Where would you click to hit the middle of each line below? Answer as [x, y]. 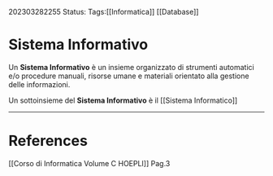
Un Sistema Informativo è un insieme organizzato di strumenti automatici [131, 67]
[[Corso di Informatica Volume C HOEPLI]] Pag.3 [89, 163]
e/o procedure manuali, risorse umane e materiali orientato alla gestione [129, 76]
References [48, 141]
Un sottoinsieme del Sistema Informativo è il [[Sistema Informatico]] [123, 100]
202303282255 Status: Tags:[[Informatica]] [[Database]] [104, 12]
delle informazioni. [39, 84]
